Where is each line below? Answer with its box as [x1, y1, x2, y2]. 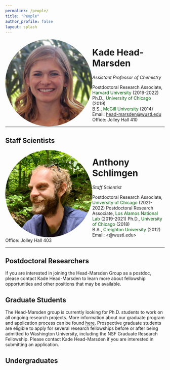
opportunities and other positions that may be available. [5, 281, 121, 287]
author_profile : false [5, 19, 53, 24]
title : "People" [5, 13, 39, 19]
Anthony [92, 157, 130, 168]
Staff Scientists [5, 136, 55, 145]
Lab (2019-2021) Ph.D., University [92, 215, 163, 222]
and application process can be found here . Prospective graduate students [5, 320, 161, 326]
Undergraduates [5, 356, 58, 365]
